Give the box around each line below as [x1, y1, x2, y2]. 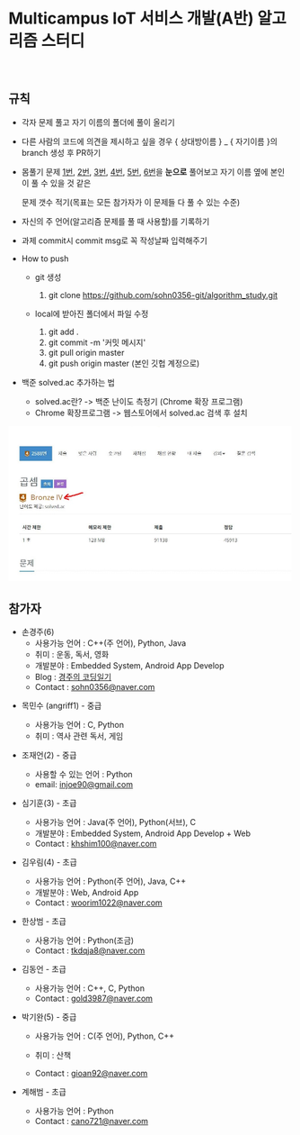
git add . [48, 326, 79, 337]
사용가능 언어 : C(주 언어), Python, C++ [34, 1031, 174, 1041]
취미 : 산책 [34, 1049, 72, 1060]
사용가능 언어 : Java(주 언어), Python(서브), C [34, 816, 197, 827]
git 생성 [34, 271, 62, 282]
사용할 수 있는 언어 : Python [34, 768, 133, 779]
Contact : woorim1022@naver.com [34, 897, 163, 908]
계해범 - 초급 [21, 1086, 66, 1097]
